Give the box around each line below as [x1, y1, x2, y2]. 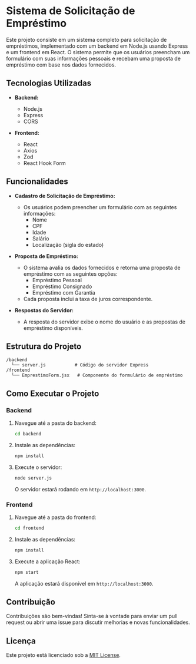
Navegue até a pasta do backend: [14, 419, 97, 427]
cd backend [14, 431, 42, 437]
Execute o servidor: [14, 464, 62, 471]
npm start [14, 569, 39, 575]
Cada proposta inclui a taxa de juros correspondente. [23, 295, 153, 302]
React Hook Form [23, 159, 66, 166]
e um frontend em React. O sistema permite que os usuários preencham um [6, 48, 190, 55]
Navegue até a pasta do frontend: [14, 514, 97, 521]
